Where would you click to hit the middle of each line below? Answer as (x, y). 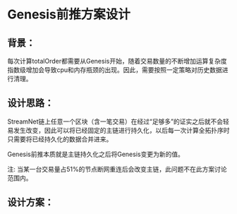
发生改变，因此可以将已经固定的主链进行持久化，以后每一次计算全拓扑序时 (121, 130)
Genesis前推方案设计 (69, 14)
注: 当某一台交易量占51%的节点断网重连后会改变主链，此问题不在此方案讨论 (117, 169)
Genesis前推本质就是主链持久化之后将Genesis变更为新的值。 (96, 154)
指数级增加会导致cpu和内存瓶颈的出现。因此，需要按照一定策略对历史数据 (115, 70)
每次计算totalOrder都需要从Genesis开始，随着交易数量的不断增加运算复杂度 (117, 61)
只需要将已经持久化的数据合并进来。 (60, 139)
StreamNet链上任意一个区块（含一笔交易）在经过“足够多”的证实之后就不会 (115, 121)
